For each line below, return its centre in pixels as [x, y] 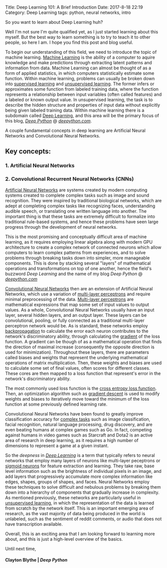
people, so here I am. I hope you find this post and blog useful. [69, 42]
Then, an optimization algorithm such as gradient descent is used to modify [83, 394]
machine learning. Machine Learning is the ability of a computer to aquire [80, 57]
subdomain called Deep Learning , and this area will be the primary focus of [82, 116]
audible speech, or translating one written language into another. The [76, 211]
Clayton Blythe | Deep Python [36, 560]
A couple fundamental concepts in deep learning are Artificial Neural [75, 131]
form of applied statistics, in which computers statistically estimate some [80, 73]
